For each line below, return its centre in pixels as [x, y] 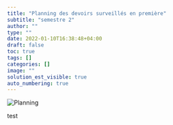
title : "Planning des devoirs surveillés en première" [87, 13]
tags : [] [19, 58]
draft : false [26, 45]
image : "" [21, 70]
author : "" [23, 26]
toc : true [21, 52]
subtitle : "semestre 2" [41, 20]
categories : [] [29, 64]
